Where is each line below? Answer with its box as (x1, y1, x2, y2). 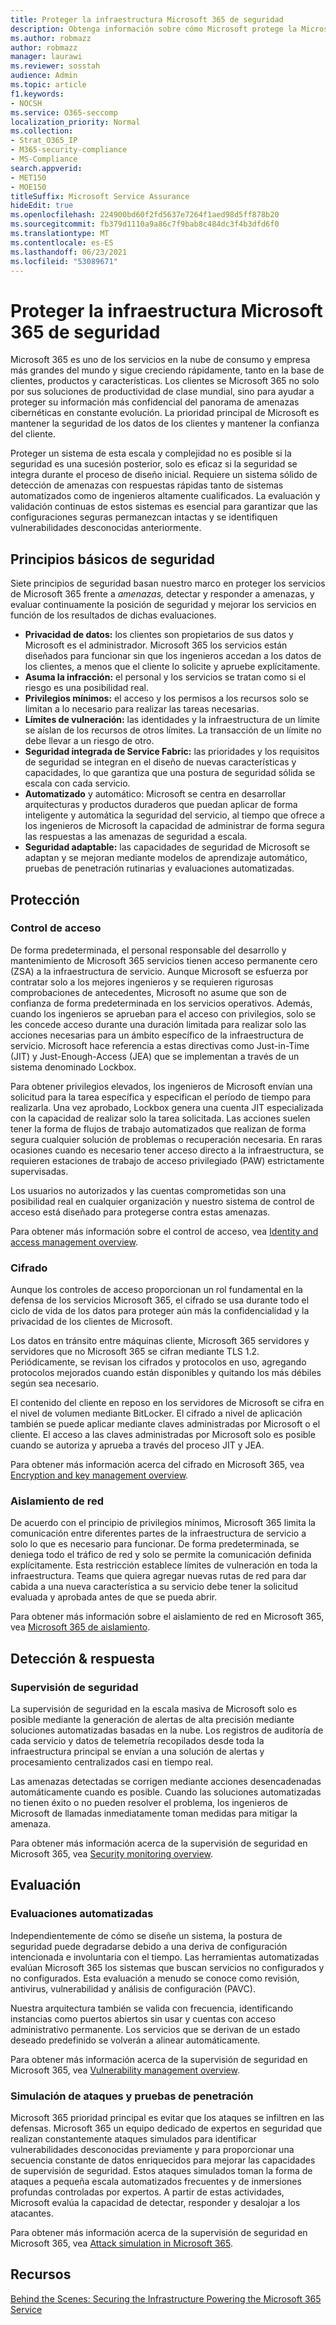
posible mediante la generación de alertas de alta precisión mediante (10, 1714, 295, 1726)
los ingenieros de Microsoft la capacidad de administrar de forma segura (24, 820, 325, 832)
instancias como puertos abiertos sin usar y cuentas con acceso (10, 2012, 277, 2025)
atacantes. (10, 2207, 54, 2220)
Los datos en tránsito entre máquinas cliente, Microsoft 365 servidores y (10, 1335, 310, 1347)
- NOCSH (10, 98, 43, 108)
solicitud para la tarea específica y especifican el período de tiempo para (10, 1091, 312, 1103)
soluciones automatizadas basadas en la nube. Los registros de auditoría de (10, 1724, 324, 1736)
